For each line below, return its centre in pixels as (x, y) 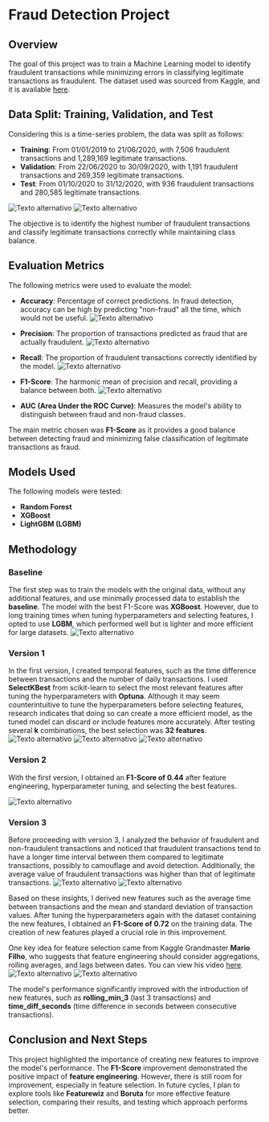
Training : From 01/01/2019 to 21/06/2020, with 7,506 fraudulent (125, 149)
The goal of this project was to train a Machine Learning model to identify (130, 63)
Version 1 (27, 653)
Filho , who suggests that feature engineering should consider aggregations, (134, 956)
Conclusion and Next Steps (78, 1040)
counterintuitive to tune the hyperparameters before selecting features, (126, 705)
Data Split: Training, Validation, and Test (111, 115)
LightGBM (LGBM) (51, 524)
